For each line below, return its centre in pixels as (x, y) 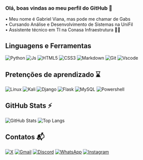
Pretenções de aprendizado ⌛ (53, 75)
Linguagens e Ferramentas (49, 46)
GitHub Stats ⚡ (29, 106)
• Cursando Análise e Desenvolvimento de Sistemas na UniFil (69, 24)
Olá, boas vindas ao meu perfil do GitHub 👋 (59, 8)
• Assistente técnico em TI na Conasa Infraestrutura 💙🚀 (63, 30)
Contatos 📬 (25, 137)
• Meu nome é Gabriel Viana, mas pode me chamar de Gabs (68, 19)
